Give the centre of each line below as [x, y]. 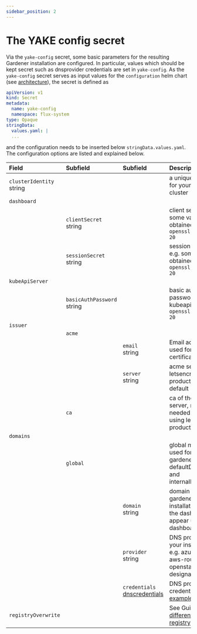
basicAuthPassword [91, 300]
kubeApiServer [29, 281]
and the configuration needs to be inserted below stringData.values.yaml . [96, 147]
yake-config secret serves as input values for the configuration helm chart [97, 75]
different [181, 615]
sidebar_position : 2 [31, 11]
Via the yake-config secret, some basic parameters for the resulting [88, 57]
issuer [18, 326]
